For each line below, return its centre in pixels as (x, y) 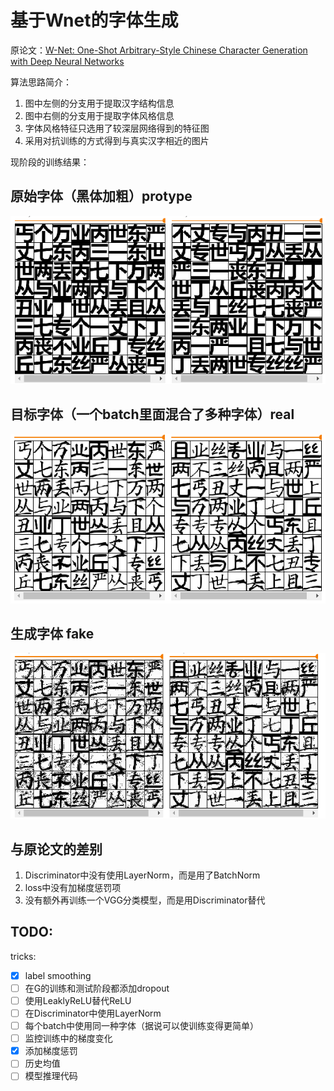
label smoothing (58, 975)
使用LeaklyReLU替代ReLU (78, 1000)
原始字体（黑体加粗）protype (101, 196)
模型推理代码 (51, 1076)
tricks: (23, 956)
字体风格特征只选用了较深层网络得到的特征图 (117, 128)
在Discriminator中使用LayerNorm (93, 1013)
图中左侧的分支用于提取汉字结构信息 (99, 103)
